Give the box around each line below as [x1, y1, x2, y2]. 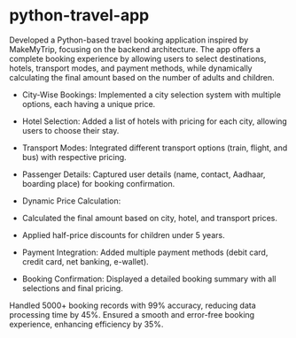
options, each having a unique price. [21, 98, 156, 109]
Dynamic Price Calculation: [21, 196, 121, 206]
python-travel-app [9, 5, 150, 26]
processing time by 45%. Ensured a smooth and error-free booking [9, 309, 255, 319]
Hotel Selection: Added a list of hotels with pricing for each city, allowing [21, 116, 288, 127]
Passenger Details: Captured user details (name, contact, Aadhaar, [21, 169, 266, 180]
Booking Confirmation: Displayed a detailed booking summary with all [21, 273, 277, 284]
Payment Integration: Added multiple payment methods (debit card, [21, 247, 269, 257]
